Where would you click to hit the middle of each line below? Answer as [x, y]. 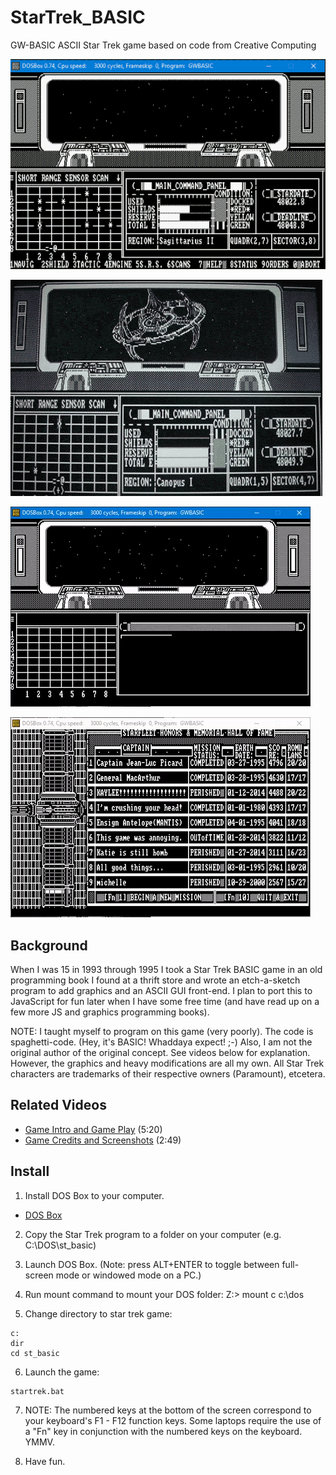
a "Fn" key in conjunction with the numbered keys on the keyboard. [163, 1431]
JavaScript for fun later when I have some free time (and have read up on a [165, 1002]
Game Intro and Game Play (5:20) [93, 1129]
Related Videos [58, 1105]
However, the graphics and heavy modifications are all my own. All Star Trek [167, 1063]
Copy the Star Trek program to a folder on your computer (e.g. [153, 1234]
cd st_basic [35, 1353]
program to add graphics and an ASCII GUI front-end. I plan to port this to [161, 991]
